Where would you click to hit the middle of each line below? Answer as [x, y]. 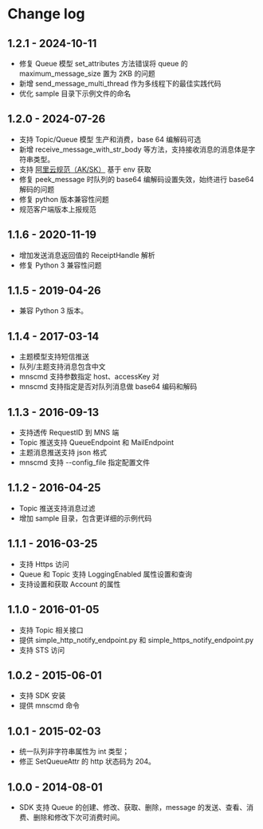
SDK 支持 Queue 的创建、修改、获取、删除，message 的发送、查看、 [133, 807]
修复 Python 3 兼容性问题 [60, 265]
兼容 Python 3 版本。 [53, 311]
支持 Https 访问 [44, 564]
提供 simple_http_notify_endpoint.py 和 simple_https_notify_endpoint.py [136, 640]
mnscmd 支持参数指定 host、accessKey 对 [89, 377]
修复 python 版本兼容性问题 [64, 199]
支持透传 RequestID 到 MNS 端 [69, 433]
